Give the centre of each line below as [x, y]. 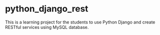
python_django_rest [47, 9]
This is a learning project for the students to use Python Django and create [80, 22]
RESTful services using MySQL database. [47, 27]
